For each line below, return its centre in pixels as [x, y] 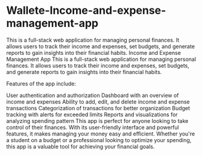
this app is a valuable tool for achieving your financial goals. [80, 146]
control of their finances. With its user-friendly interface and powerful [93, 127]
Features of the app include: [41, 83]
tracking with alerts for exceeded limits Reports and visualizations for [92, 114]
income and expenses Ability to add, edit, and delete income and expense [98, 101]
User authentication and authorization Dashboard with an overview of [93, 95]
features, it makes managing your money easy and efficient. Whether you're [101, 134]
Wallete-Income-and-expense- [86, 11]
